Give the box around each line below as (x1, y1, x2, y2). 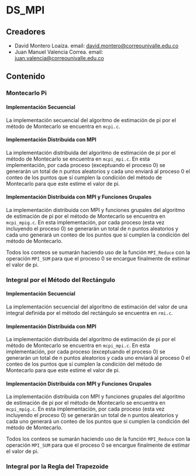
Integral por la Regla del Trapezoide (6, 463, 109, 471)
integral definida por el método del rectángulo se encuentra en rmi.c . (6, 310, 173, 317)
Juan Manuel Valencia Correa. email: (14, 48, 104, 55)
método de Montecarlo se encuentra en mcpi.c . (6, 123, 121, 130)
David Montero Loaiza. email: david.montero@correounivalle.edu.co (14, 42, 178, 49)
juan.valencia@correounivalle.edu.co (14, 55, 104, 61)
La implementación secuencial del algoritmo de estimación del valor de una (6, 303, 188, 310)
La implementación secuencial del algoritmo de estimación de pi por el (6, 116, 177, 123)
